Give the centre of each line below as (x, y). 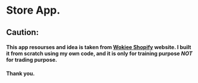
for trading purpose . (32, 60)
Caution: (23, 32)
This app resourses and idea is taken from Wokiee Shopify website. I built (99, 47)
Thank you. (21, 73)
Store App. (33, 10)
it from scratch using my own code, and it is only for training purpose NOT (99, 53)
